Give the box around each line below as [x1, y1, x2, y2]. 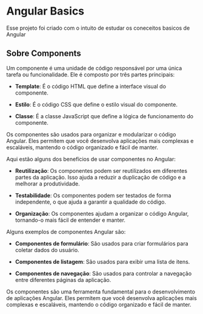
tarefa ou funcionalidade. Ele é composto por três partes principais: [6, 71, 175, 78]
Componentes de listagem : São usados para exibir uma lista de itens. [15, 258, 190, 265]
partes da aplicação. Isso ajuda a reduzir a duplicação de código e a [15, 173, 186, 181]
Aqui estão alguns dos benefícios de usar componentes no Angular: [6, 155, 176, 162]
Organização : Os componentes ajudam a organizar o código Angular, [15, 210, 189, 217]
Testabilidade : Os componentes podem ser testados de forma [15, 192, 171, 199]
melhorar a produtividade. [15, 180, 80, 187]
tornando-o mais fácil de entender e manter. [15, 216, 126, 224]
